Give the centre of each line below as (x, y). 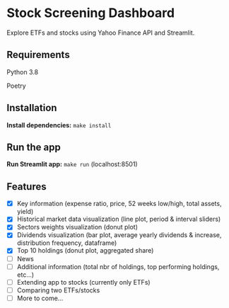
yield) (25, 212)
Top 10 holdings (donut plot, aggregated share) (85, 251)
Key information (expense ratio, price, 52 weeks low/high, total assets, (119, 204)
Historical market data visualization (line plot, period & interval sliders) (119, 219)
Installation (32, 108)
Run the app (34, 147)
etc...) (25, 275)
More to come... (40, 298)
